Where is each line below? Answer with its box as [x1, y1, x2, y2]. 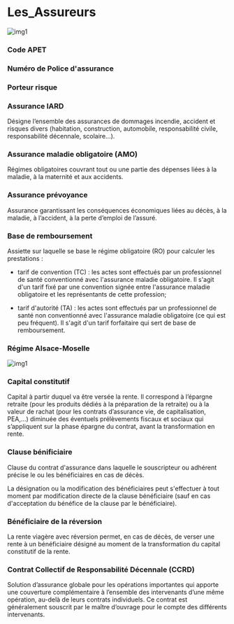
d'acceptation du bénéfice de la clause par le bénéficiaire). [7, 499, 177, 507]
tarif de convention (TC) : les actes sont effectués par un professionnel [17, 267, 222, 276]
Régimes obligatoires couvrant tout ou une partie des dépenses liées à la [7, 165, 217, 173]
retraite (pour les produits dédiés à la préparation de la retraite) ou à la [7, 400, 210, 409]
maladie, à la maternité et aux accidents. [7, 173, 124, 181]
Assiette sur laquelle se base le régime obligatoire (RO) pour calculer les [7, 246, 215, 255]
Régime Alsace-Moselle [7, 343, 90, 353]
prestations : [7, 254, 43, 262]
